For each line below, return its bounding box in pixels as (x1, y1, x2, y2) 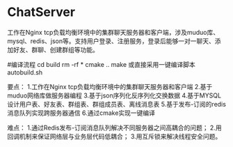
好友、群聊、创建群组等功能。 (13, 45, 99, 54)
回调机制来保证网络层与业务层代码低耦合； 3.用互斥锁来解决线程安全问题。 (7, 132, 222, 140)
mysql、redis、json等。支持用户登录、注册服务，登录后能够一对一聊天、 (7, 36, 216, 45)
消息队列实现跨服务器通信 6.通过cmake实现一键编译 (7, 109, 155, 117)
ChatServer (7, 4, 75, 20)
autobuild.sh (7, 68, 43, 77)
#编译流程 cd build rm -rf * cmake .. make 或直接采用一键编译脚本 (7, 60, 196, 68)
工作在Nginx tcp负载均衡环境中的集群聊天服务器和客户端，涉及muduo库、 (7, 28, 220, 36)
